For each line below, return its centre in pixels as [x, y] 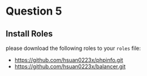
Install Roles [29, 34]
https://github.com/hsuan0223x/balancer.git [70, 66]
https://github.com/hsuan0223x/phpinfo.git [69, 60]
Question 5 [34, 11]
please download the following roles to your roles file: [73, 48]
